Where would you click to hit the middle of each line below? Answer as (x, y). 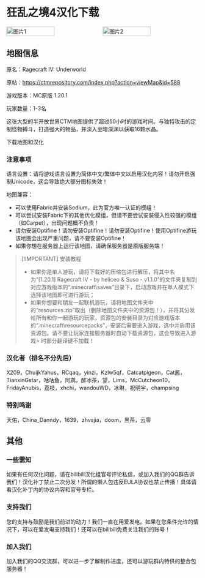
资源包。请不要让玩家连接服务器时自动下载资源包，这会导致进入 (110, 333)
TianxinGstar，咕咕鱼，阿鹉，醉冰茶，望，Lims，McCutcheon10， (90, 380)
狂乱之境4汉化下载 (53, 13)
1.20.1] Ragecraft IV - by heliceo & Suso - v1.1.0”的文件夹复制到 (118, 280)
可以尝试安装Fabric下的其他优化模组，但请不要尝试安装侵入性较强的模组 (106, 216)
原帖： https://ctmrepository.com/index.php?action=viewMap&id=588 (93, 82)
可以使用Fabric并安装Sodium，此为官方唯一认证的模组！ (86, 208)
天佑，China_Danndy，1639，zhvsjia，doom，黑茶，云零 (79, 419)
